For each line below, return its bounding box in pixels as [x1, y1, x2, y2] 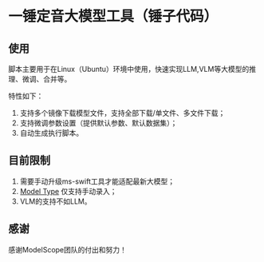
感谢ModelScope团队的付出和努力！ [8, 244, 128, 254]
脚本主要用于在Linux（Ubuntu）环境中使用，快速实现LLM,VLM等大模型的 [8, 65, 250, 73]
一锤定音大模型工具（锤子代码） [8, 7, 219, 26]
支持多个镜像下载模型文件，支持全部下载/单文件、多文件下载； [19, 109, 226, 117]
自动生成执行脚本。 [19, 129, 84, 137]
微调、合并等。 [22, 74, 72, 84]
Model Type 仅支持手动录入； [19, 186, 117, 196]
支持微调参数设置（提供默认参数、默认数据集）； [19, 118, 178, 128]
